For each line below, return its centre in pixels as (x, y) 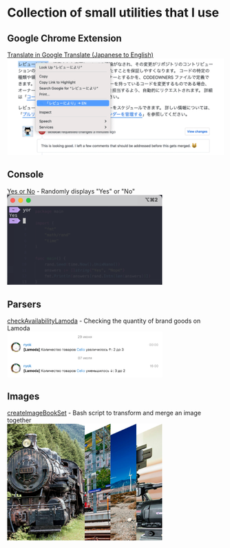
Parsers (24, 304)
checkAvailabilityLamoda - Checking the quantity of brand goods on (104, 321)
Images (23, 396)
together (19, 420)
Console (25, 174)
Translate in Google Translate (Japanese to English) (80, 55)
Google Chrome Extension (64, 38)
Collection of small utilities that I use (113, 13)
